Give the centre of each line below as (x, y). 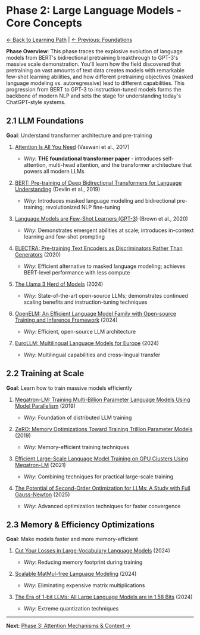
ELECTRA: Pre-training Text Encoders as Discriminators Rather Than (99, 248)
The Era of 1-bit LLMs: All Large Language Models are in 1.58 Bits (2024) (104, 597)
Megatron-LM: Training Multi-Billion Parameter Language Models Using (102, 399)
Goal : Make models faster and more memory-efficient (72, 539)
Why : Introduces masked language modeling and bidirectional (99, 200)
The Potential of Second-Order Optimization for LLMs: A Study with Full (102, 488)
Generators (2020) (38, 254)
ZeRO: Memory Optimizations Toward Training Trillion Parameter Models (104, 429)
